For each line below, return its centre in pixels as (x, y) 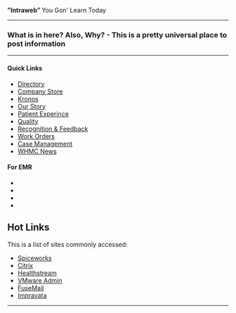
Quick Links (25, 68)
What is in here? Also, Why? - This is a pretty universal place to (117, 34)
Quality (28, 121)
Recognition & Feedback (53, 129)
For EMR (20, 167)
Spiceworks (34, 258)
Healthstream (37, 273)
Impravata (32, 295)
